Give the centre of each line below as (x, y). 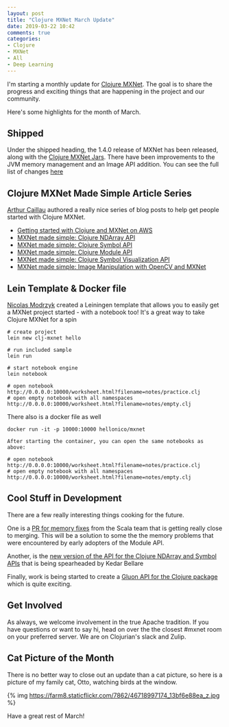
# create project (32, 332)
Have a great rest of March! (46, 716)
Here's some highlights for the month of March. (74, 112)
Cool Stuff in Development (64, 498)
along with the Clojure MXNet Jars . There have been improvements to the (111, 157)
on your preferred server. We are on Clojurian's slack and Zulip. (97, 636)
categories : (24, 39)
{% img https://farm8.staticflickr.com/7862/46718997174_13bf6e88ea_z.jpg (113, 695)
